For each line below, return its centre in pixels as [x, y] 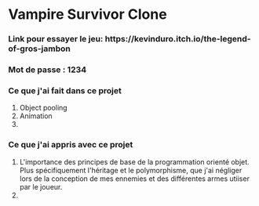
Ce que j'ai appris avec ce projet [71, 145]
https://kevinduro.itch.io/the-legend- [178, 39]
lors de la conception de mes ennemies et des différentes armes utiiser [134, 179]
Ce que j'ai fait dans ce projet [65, 90]
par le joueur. [41, 186]
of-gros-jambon [39, 49]
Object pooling [44, 108]
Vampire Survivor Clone [88, 14]
